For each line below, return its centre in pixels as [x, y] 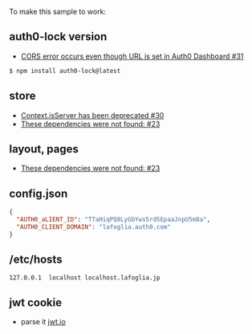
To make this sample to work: [58, 12]
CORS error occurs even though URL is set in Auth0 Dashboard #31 [132, 56]
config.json [39, 193]
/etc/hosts [36, 260]
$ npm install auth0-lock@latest [65, 71]
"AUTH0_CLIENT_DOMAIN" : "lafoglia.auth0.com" [94, 227]
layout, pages [44, 149]
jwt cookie [36, 302]
